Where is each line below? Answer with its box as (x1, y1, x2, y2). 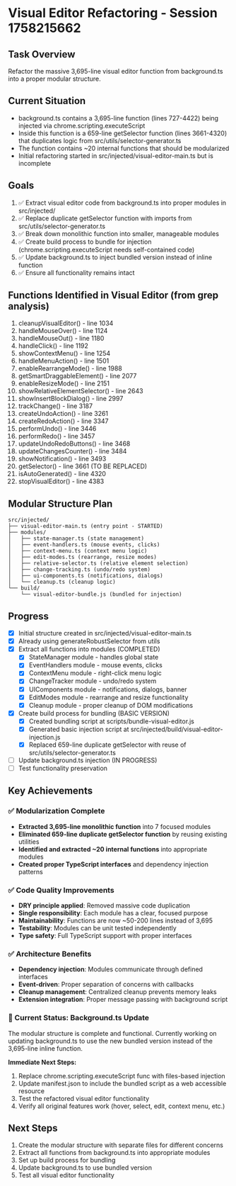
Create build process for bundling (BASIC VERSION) (18, 708, 170, 717)
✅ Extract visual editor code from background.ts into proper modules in (18, 198, 227, 207)
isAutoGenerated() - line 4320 (18, 470, 107, 478)
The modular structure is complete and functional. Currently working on (8, 1029, 218, 1037)
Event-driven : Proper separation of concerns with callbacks (18, 980, 194, 989)
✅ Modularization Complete (8, 806, 105, 816)
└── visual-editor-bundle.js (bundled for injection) (20, 591, 182, 598)
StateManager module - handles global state (28, 653, 159, 662)
